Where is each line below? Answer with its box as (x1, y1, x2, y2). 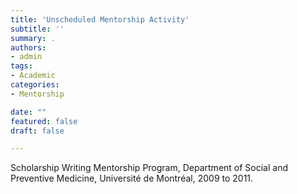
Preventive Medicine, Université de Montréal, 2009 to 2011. (10, 172, 254, 185)
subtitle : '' (10, 24, 65, 34)
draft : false (10, 126, 65, 136)
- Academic (10, 71, 56, 81)
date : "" (10, 107, 47, 117)
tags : (10, 61, 33, 71)
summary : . (10, 33, 56, 43)
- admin (10, 52, 43, 62)
